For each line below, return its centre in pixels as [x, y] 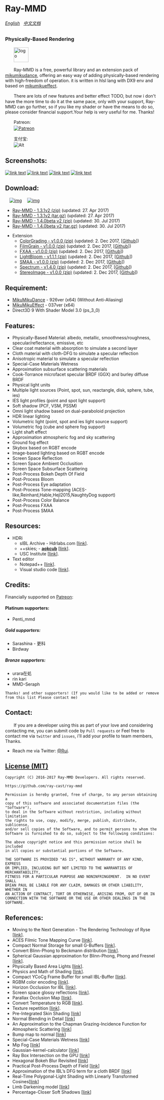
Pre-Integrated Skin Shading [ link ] [46, 1014]
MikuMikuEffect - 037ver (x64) [43, 305]
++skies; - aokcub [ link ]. [44, 549]
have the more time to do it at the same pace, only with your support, [75, 101]
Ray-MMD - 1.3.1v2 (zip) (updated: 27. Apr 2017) [60, 211]
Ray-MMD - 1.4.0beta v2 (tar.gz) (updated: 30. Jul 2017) [69, 226]
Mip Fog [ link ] [26, 1045]
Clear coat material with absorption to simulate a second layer [75, 348]
